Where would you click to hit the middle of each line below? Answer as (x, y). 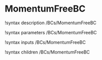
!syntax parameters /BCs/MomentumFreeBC (51, 32)
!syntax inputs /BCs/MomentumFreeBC (45, 42)
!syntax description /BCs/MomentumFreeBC (51, 23)
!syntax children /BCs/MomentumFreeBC (47, 52)
